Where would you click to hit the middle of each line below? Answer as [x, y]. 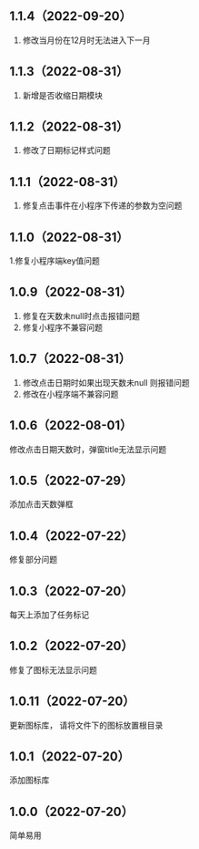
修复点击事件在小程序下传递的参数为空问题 [102, 206]
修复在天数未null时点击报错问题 [81, 316]
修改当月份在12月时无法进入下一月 [87, 40]
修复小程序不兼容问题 [62, 327]
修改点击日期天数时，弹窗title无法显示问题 [88, 449]
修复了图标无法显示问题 [53, 669]
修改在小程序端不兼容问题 [70, 394]
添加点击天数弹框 [41, 504]
